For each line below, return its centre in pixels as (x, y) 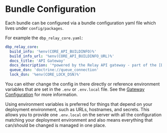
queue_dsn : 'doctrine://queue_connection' (54, 70)
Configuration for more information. (42, 95)
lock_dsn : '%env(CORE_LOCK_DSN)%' (45, 75)
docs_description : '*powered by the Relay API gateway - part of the (83, 66)
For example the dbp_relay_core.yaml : (44, 38)
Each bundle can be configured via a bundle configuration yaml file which (81, 23)
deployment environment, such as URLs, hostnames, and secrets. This (77, 110)
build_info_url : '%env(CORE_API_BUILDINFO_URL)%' (62, 56)
